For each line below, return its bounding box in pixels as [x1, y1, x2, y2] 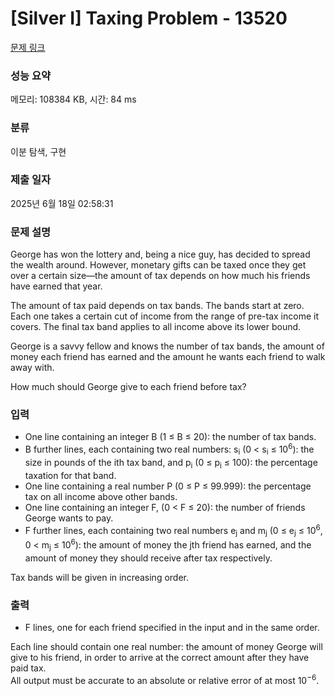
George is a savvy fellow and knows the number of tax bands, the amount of [10, 340, 325, 352]
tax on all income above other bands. [24, 490, 178, 502]
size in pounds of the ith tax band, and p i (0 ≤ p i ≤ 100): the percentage [24, 456, 318, 471]
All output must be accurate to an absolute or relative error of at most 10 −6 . [10, 672, 320, 686]
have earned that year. [10, 280, 103, 292]
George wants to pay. [24, 512, 114, 524]
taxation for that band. [24, 469, 117, 481]
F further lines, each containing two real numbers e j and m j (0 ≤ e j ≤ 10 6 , [24, 522, 323, 539]
